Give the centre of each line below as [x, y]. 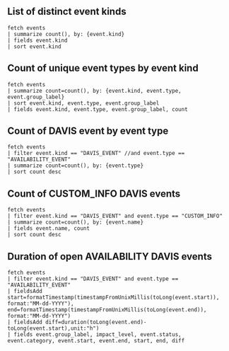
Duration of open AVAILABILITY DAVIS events [110, 257]
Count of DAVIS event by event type [88, 131]
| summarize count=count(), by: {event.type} [75, 166]
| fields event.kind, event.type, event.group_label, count [98, 109]
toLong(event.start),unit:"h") [53, 328]
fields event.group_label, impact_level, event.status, [98, 335]
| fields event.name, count [49, 229]
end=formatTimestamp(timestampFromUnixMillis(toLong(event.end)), [107, 310]
